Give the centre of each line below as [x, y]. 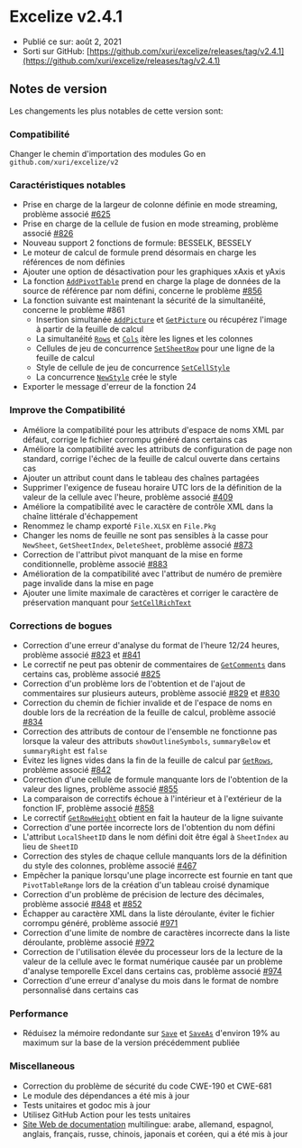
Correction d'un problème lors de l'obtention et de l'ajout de [134, 684]
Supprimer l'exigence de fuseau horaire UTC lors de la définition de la [152, 487]
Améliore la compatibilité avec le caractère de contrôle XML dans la [147, 506]
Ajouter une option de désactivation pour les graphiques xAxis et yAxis [154, 271]
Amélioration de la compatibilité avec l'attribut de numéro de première [152, 574]
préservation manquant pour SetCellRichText [107, 602]
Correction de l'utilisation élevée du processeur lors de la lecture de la [153, 951]
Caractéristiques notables [68, 185]
